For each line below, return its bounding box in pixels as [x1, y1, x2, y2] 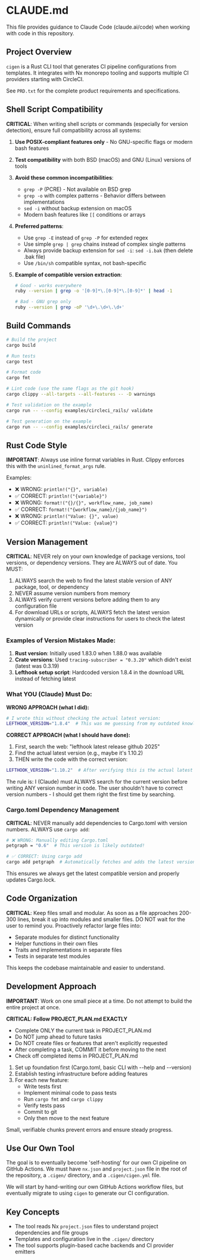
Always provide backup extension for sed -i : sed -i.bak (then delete [23, 247, 193, 254]
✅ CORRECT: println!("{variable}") [14, 492, 108, 500]
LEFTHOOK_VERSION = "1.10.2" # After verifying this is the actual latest [6, 768, 193, 774]
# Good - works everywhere [14, 282, 82, 288]
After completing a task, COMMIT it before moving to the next [14, 1046, 167, 1053]
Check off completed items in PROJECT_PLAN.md [14, 1052, 138, 1059]
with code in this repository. [6, 29, 74, 36]
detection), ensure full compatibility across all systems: [6, 127, 142, 134]
